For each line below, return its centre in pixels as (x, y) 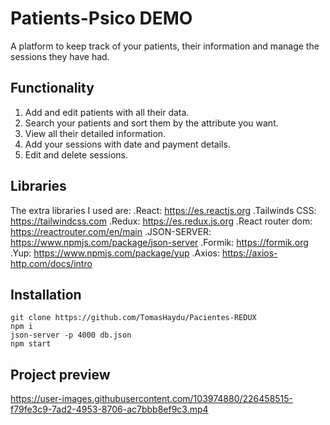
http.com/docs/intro (51, 263)
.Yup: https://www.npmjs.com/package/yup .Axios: (115, 253)
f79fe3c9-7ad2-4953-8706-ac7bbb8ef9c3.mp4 (109, 409)
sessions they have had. (60, 56)
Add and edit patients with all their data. (107, 112)
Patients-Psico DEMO (101, 18)
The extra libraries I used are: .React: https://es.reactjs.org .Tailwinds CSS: (163, 210)
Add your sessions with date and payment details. (127, 144)
